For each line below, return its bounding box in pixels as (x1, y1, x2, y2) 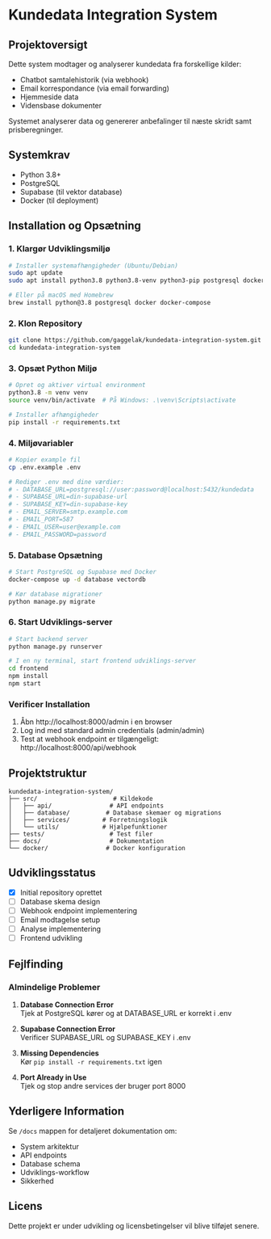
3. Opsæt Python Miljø (8, 362, 98, 373)
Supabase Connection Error (19, 1024, 115, 1034)
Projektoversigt (8, 38, 88, 52)
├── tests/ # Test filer (8, 830, 153, 838)
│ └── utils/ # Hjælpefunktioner (8, 823, 168, 832)
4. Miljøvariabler (8, 437, 74, 449)
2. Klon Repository (8, 318, 83, 329)
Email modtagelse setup (19, 915, 101, 925)
